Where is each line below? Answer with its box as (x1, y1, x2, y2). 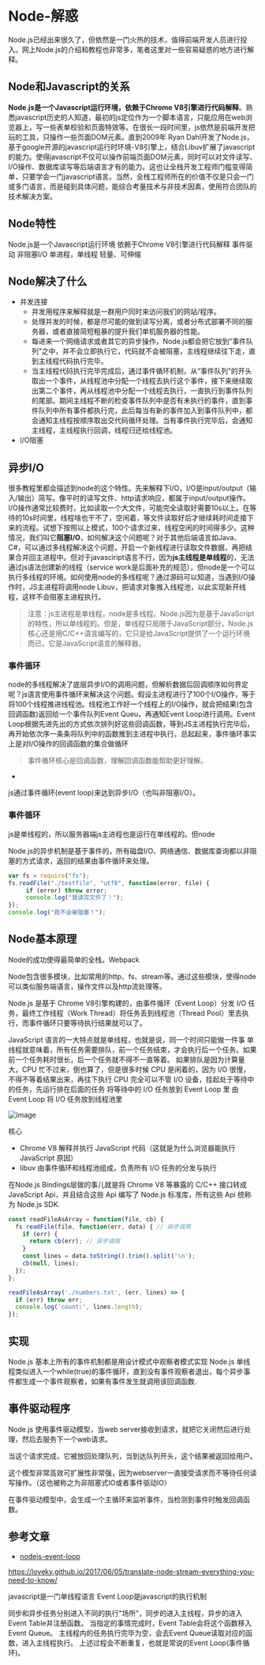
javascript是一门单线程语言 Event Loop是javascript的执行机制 (8, 1591, 207, 1601)
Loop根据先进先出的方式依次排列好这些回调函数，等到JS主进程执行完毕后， (8, 719, 255, 728)
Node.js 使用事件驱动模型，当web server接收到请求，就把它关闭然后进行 (8, 1425, 244, 1434)
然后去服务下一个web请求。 (21, 1434, 112, 1444)
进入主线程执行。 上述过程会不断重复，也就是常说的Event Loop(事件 (21, 1638, 243, 1648)
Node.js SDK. (17, 1199, 61, 1209)
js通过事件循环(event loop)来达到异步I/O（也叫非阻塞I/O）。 (8, 788, 200, 797)
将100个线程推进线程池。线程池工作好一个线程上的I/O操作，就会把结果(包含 (8, 699, 253, 709)
